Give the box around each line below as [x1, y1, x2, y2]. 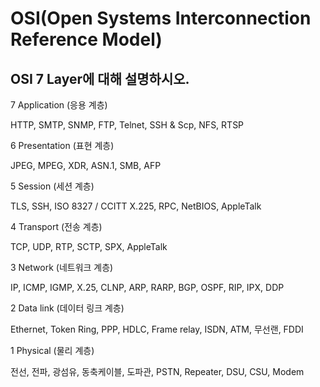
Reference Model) [10, 28, 163, 51]
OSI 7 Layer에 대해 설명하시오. [10, 70, 190, 87]
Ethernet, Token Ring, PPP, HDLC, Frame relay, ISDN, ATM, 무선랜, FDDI [10, 323, 304, 335]
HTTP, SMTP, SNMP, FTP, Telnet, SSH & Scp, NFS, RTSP [10, 119, 245, 131]
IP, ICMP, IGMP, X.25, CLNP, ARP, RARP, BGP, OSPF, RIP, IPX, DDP [10, 282, 285, 293]
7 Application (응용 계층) [10, 99, 108, 111]
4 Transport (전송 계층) [10, 221, 103, 232]
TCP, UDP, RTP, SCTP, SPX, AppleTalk [10, 241, 168, 252]
